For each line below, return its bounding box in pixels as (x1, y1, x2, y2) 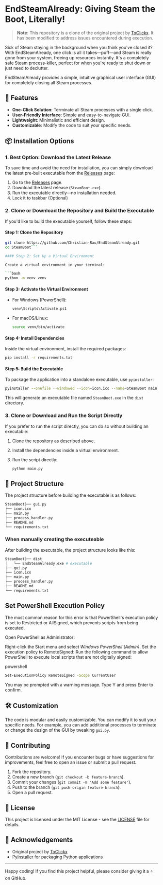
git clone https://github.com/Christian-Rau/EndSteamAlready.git (5, 240, 140, 245)
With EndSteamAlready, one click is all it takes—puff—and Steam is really (5, 50, 152, 55)
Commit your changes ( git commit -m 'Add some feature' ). (12, 779, 132, 785)
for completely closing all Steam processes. (5, 79, 93, 86)
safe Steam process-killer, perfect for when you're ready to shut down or (5, 60, 151, 66)
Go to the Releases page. (12, 180, 63, 185)
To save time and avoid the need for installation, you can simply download (5, 165, 153, 171)
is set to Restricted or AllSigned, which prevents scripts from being (5, 619, 139, 626)
